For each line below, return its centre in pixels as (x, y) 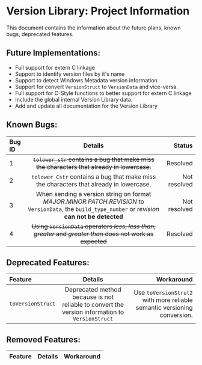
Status (183, 146)
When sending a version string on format (93, 194)
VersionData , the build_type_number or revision (93, 209)
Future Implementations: (54, 53)
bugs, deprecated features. (40, 34)
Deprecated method (93, 290)
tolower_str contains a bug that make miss (93, 159)
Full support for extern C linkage (55, 67)
